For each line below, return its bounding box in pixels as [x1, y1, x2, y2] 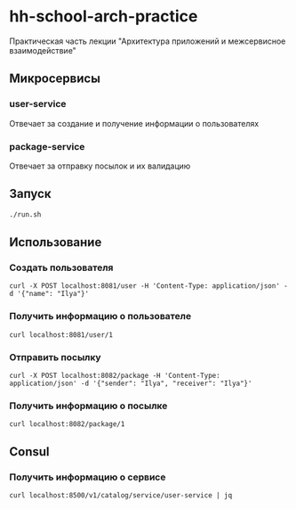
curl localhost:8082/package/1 [9, 420, 125, 429]
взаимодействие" [9, 45, 77, 55]
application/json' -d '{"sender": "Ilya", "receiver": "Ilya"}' [9, 379, 252, 388]
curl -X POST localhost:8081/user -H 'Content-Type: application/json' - [9, 282, 289, 291]
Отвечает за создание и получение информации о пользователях [9, 118, 260, 128]
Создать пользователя [9, 261, 114, 274]
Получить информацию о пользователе [9, 310, 192, 323]
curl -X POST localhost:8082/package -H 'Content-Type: [9, 371, 220, 380]
